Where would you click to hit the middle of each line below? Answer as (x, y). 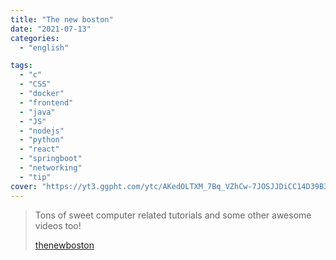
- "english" (44, 47)
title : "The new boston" (62, 19)
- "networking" (51, 168)
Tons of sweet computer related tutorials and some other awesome (173, 215)
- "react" (39, 149)
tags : (21, 66)
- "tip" (35, 177)
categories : (35, 38)
